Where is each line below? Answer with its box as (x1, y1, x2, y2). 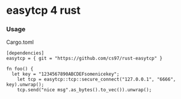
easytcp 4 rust (6, 4, 81, 17)
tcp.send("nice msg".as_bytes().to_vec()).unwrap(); (17, 87, 152, 93)
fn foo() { (6, 66, 34, 72)
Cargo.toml (6, 38, 34, 46)
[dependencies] (6, 50, 44, 56)
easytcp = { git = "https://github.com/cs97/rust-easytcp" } (6, 55, 163, 62)
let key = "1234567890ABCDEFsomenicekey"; (11, 71, 120, 77)
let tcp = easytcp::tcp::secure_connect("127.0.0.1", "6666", (17, 76, 176, 83)
